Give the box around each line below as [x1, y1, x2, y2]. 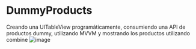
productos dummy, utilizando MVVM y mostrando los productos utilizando [6, 29, 191, 36]
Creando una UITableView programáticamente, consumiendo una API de [6, 23, 186, 30]
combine [6, 36, 28, 43]
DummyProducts [6, 4, 93, 17]
